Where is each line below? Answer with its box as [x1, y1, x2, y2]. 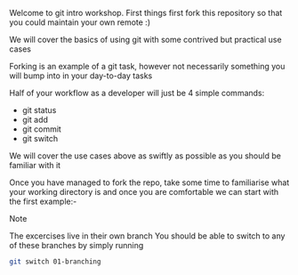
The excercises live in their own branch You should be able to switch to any [9, 231, 286, 241]
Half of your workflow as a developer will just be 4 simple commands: [9, 88, 265, 98]
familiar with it [9, 160, 60, 170]
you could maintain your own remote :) [9, 17, 151, 28]
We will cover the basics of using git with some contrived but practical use [9, 35, 282, 44]
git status [21, 105, 57, 115]
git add [21, 115, 49, 125]
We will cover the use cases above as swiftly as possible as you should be [9, 150, 282, 161]
